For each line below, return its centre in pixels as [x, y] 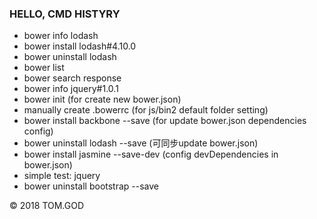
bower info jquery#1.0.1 [71, 89]
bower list [44, 68]
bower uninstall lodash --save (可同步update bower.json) [141, 143]
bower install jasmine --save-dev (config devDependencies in [151, 154]
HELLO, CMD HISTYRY [65, 14]
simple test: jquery [62, 176]
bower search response [72, 78]
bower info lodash [61, 36]
